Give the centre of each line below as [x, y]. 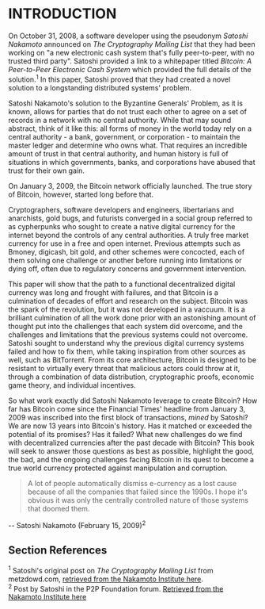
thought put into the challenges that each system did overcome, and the [126, 326]
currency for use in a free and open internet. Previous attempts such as [125, 243]
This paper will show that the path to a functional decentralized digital [122, 284]
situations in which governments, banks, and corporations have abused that [132, 162]
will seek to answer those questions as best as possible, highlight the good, [131, 451]
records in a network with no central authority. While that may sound [120, 120]
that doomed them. [59, 508]
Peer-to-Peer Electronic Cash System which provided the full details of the [130, 69]
